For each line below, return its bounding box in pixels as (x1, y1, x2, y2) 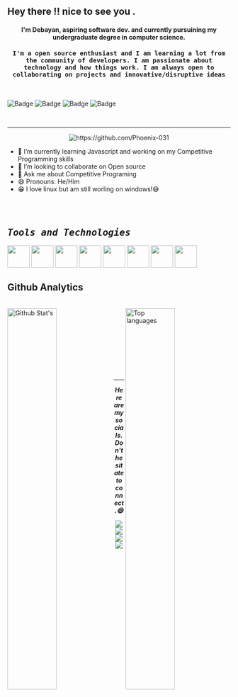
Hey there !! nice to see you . (7, 6, 136, 18)
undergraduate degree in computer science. (52, 33, 186, 41)
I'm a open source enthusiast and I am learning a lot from (12, 49, 226, 57)
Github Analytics (7, 281, 84, 293)
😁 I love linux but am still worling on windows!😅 (17, 185, 159, 193)
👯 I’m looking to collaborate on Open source (17, 162, 147, 171)
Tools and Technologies (7, 227, 131, 238)
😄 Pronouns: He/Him (17, 177, 80, 186)
